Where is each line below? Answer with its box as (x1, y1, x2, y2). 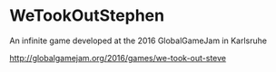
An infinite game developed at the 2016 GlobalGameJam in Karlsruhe (9, 35, 268, 46)
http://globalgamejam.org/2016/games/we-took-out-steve (9, 52, 227, 63)
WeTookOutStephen (9, 5, 165, 26)
